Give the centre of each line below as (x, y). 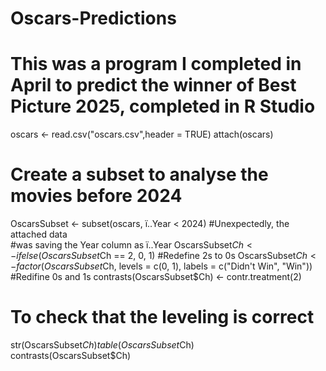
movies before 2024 (96, 196)
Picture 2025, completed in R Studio (163, 106)
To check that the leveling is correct (162, 317)
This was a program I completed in (156, 64)
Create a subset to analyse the (139, 174)
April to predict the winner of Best (153, 85)
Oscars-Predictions (93, 18)
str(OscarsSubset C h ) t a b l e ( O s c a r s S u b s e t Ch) (102, 345)
